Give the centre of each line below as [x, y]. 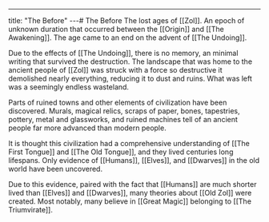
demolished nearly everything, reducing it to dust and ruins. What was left [130, 78]
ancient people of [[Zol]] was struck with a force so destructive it [115, 70]
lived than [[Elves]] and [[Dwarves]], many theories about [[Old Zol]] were [130, 193]
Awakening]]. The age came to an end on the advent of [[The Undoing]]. [128, 38]
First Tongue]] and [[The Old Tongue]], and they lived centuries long [121, 152]
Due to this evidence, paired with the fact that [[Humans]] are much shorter [132, 184]
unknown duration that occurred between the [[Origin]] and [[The [116, 29]
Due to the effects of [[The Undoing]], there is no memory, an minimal [123, 53]
